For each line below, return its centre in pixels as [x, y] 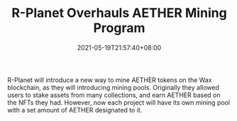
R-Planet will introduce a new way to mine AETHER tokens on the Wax [110, 80]
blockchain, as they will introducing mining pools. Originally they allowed [114, 87]
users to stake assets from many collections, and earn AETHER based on [114, 95]
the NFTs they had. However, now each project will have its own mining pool [119, 102]
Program [119, 28]
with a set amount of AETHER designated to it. [75, 110]
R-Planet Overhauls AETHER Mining [119, 13]
